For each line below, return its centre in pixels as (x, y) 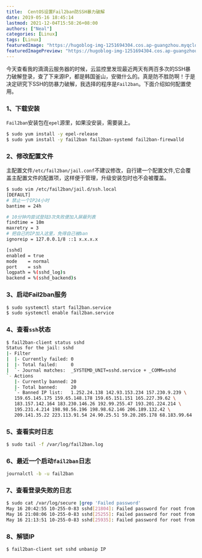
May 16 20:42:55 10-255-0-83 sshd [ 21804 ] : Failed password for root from (101, 509)
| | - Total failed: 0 (40, 365)
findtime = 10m (25, 222)
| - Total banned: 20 (45, 387)
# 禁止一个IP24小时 (28, 200)
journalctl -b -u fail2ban (40, 474)
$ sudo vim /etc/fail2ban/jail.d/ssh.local (62, 189)
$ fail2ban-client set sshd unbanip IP (56, 550)
